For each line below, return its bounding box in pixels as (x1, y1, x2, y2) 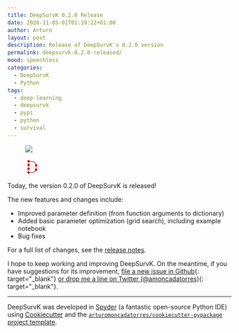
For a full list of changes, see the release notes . (7, 245, 147, 254)
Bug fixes (17, 232, 46, 240)
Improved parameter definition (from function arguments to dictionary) (17, 209, 225, 217)
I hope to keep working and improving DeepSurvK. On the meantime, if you (7, 259, 228, 267)
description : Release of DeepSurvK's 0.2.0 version (7, 41, 164, 49)
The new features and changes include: (7, 195, 124, 203)
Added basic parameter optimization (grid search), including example (17, 216, 221, 225)
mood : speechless (7, 57, 59, 64)
